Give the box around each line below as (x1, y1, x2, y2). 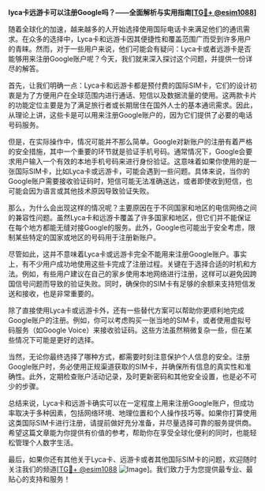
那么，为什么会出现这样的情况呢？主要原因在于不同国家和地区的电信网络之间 (8, 203, 257, 212)
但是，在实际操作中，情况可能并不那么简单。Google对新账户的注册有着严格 (8, 137, 253, 146)
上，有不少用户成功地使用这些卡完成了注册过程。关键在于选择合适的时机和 (8, 260, 250, 268)
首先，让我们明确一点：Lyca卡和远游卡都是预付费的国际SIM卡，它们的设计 (8, 81, 250, 90)
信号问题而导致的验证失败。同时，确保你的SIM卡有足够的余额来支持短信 (14, 279, 249, 288)
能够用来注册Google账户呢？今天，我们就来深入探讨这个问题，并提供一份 (8, 54, 246, 63)
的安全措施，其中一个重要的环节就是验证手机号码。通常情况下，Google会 (8, 147, 246, 156)
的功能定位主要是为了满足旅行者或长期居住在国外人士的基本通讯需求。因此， (8, 100, 257, 110)
